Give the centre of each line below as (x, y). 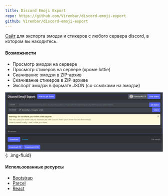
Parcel (19, 183)
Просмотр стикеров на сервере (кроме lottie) (61, 69)
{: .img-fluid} (18, 155)
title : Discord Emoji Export (35, 11)
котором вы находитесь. (31, 41)
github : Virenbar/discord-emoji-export (47, 21)
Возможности (21, 53)
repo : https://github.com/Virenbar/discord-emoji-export (66, 16)
